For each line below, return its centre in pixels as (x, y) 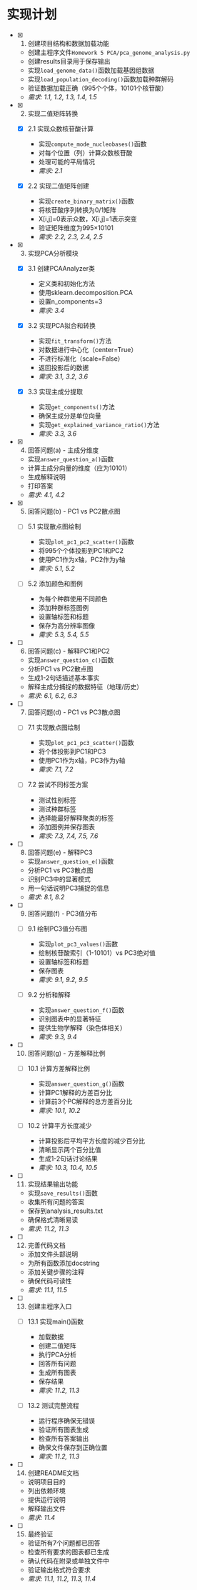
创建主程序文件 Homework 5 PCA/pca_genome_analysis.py (109, 52)
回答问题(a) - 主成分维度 (63, 450)
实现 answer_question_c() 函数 (71, 660)
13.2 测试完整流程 (54, 1405)
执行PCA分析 (57, 1354)
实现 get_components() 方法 (76, 407)
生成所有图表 (57, 1372)
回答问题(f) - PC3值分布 (62, 913)
